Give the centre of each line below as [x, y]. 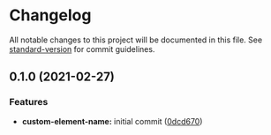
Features [29, 102]
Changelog [50, 15]
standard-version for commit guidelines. [82, 49]
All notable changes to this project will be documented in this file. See [136, 40]
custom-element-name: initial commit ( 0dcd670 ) [112, 121]
